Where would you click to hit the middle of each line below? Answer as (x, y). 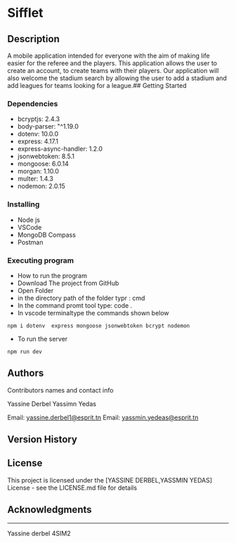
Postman (30, 242)
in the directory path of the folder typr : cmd (81, 298)
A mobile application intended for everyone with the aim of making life (109, 55)
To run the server (42, 339)
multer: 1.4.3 (35, 179)
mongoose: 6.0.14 (43, 164)
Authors (26, 373)
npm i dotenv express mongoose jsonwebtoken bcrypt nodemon (99, 326)
